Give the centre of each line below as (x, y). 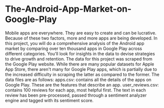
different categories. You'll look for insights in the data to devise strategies (80, 54)
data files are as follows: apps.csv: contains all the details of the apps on (78, 80)
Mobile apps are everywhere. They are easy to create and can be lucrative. (81, 33)
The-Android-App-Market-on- (68, 9)
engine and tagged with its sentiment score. (49, 100)
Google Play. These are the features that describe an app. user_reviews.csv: (82, 85)
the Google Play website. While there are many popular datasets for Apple (80, 64)
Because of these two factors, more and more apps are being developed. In (81, 38)
